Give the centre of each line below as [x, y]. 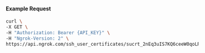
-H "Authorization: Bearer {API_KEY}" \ [58, 33]
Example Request [28, 9]
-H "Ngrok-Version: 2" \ [37, 38]
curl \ [14, 21]
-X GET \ [17, 27]
